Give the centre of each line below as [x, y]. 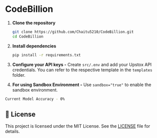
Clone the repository [34, 23]
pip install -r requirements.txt [47, 55]
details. [13, 132]
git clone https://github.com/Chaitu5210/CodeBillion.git [73, 32]
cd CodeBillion [28, 36]
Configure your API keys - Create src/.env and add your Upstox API [82, 64]
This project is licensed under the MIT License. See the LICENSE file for [78, 126]
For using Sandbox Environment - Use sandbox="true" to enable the [82, 85]
